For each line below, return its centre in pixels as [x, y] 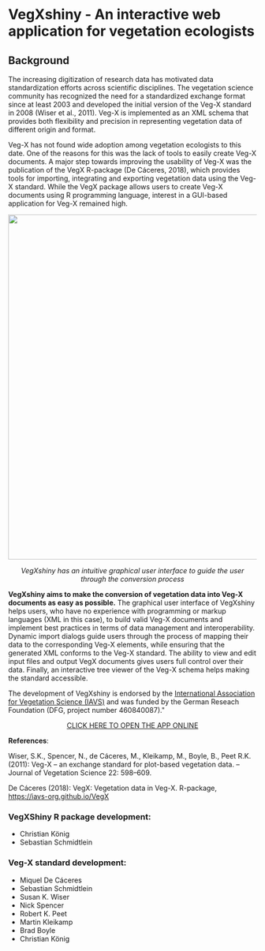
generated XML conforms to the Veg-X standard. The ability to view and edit [132, 653]
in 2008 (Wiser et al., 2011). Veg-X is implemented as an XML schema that [129, 113]
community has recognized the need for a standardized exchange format [127, 96]
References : [28, 740]
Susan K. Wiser [44, 897]
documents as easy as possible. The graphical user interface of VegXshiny [131, 602]
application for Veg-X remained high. [68, 203]
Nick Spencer [42, 905]
